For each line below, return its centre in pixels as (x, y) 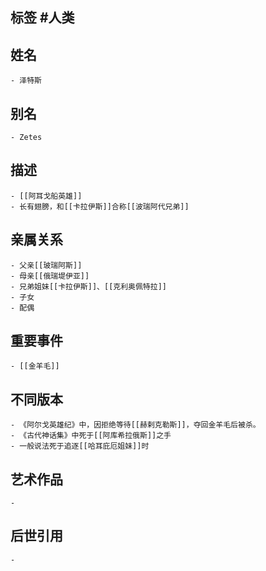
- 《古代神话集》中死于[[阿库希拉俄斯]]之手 (91, 436)
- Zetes (26, 138)
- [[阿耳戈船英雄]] (46, 196)
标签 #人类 (42, 18)
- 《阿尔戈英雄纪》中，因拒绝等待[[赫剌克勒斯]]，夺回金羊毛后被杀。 (135, 425)
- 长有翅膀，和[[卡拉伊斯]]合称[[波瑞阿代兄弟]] (100, 206)
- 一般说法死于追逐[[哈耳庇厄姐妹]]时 (80, 446)
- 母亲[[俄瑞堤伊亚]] (50, 276)
